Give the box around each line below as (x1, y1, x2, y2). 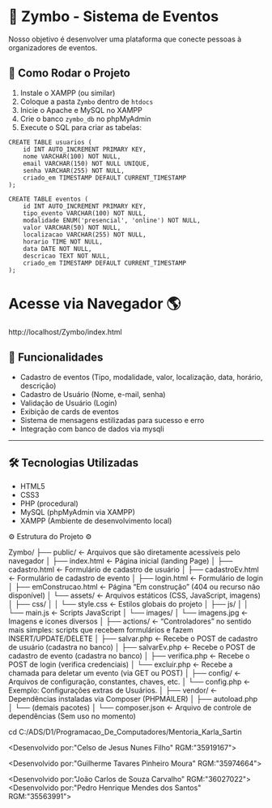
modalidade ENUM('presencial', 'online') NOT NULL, (23, 216, 201, 224)
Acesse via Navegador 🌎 (8, 294, 181, 313)
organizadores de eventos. (8, 42, 98, 52)
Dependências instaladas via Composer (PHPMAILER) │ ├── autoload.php (8, 694, 258, 704)
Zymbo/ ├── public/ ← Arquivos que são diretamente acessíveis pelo (8, 547, 240, 557)
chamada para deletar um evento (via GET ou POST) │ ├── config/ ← (8, 668, 241, 678)
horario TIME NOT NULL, (23, 237, 104, 246)
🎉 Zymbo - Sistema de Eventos (8, 7, 219, 26)
